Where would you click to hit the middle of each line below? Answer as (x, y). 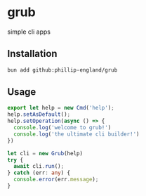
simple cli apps (29, 32)
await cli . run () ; (39, 166)
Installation (32, 54)
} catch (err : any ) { (39, 173)
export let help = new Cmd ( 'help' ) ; (61, 108)
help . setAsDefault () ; (39, 115)
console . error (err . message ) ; (56, 180)
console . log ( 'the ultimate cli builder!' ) (77, 134)
